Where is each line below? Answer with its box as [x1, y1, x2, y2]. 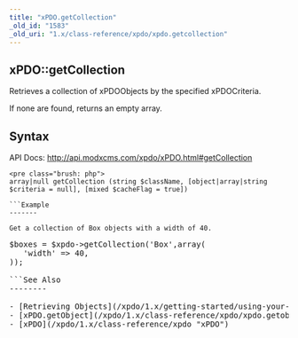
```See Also [9, 275, 61, 285]
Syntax [9, 129, 50, 144]
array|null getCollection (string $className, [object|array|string [9, 177, 268, 186]
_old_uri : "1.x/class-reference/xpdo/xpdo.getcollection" [9, 29, 228, 38]
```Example [9, 200, 50, 209]
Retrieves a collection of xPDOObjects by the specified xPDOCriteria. [9, 86, 262, 97]
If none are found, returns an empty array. [9, 103, 162, 114]
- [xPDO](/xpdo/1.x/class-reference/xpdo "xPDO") [9, 319, 230, 329]
